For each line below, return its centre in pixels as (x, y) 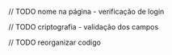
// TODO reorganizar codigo (55, 42)
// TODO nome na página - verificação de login (86, 12)
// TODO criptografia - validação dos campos (84, 27)
